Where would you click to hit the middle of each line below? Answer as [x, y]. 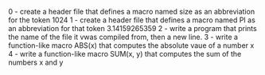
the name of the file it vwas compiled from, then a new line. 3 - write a [123, 37]
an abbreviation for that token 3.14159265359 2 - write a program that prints [132, 28]
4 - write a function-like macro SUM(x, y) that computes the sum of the [125, 54]
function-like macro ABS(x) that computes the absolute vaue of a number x [131, 45]
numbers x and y [36, 62]
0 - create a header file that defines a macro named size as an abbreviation [132, 12]
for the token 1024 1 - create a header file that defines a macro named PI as [132, 20]
